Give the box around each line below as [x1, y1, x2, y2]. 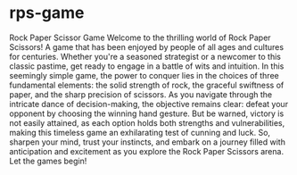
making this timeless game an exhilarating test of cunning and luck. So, [9, 127, 270, 137]
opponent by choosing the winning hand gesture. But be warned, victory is [9, 108, 285, 119]
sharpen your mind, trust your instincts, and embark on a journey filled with [9, 137, 285, 147]
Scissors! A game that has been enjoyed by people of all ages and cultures [9, 41, 284, 52]
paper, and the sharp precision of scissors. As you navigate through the [9, 88, 273, 100]
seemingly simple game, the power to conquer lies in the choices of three [9, 70, 279, 80]
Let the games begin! [9, 155, 87, 166]
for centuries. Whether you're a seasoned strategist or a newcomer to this [9, 51, 281, 62]
